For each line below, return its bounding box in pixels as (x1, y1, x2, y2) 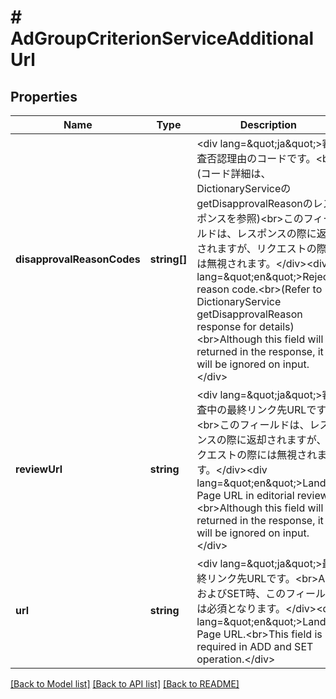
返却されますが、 (246, 433, 327, 446)
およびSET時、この (196, 587, 287, 600)
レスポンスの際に (236, 227, 317, 240)
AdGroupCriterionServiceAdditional (10, 27, 314, 50)
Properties (10, 88, 78, 105)
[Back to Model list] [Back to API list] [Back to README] (10, 678, 240, 690)
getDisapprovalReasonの (196, 197, 313, 210)
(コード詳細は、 (196, 167, 272, 180)
